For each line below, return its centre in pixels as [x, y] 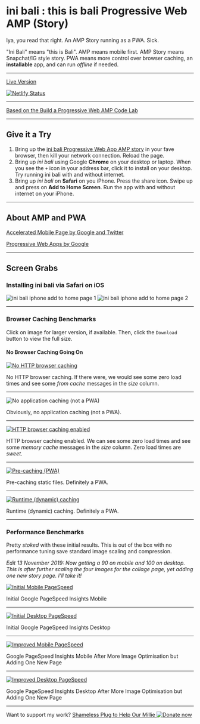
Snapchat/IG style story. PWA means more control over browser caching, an [100, 58]
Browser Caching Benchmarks [51, 319]
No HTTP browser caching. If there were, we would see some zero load [94, 377]
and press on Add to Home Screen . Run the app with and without [95, 187]
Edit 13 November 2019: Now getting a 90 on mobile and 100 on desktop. [96, 563]
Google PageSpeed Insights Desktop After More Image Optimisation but [94, 691]
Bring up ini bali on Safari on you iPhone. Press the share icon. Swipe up [104, 181]
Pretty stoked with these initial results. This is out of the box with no [89, 545]
